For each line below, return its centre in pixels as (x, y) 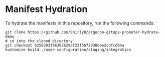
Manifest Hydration (46, 9)
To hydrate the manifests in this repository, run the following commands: (80, 23)
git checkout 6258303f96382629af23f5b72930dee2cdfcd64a (65, 45)
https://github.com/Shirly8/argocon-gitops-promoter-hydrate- (94, 32)
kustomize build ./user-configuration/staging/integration (68, 49)
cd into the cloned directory (41, 41)
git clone (16, 32)
